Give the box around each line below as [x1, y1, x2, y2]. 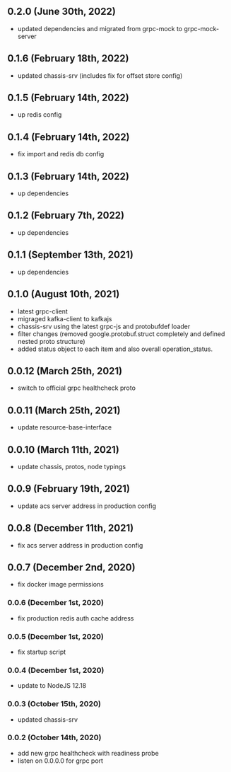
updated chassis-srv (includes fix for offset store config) [17, 71, 183, 80]
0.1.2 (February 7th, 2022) [7, 209, 125, 221]
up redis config [17, 110, 62, 119]
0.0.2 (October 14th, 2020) [7, 732, 102, 742]
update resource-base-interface [17, 423, 112, 432]
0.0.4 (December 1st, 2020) [7, 665, 105, 675]
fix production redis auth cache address [17, 613, 134, 622]
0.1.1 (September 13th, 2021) [7, 249, 134, 261]
